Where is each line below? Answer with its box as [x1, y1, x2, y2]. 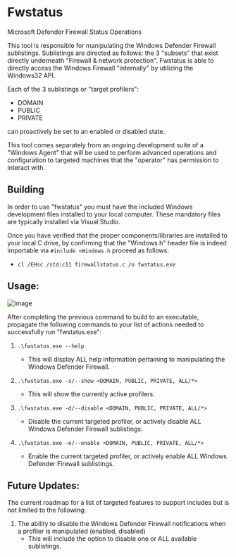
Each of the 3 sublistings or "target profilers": [7, 85, 139, 93]
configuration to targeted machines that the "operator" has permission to [7, 156, 219, 164]
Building [7, 184, 44, 196]
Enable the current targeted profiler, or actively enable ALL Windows [27, 452, 228, 460]
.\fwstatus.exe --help [17, 343, 85, 350]
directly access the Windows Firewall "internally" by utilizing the [7, 63, 194, 72]
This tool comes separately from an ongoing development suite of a [7, 140, 204, 149]
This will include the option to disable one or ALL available [27, 534, 197, 543]
